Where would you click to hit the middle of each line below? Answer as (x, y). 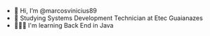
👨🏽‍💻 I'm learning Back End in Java (64, 25)
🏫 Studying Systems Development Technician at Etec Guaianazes (109, 18)
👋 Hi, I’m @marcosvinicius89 (55, 11)
